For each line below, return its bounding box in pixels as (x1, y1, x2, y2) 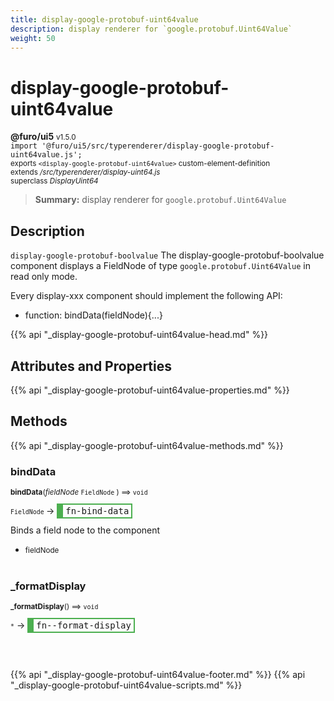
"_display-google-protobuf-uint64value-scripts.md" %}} (10, 679, 243, 691)
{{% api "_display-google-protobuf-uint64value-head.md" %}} (10, 329, 269, 341)
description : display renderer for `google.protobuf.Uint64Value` (10, 24, 293, 34)
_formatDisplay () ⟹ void (10, 602, 99, 612)
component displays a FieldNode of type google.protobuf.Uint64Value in (10, 260, 312, 272)
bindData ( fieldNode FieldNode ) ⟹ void (10, 487, 148, 498)
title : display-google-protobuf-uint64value (10, 14, 199, 25)
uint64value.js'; (10, 150, 83, 160)
